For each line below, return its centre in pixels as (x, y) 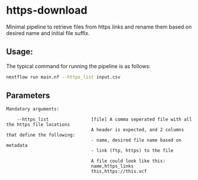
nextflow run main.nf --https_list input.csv (63, 77)
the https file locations (38, 125)
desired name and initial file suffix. (48, 33)
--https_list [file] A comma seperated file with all (105, 119)
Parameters (28, 96)
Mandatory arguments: (33, 109)
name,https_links (112, 166)
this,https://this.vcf (119, 172)
